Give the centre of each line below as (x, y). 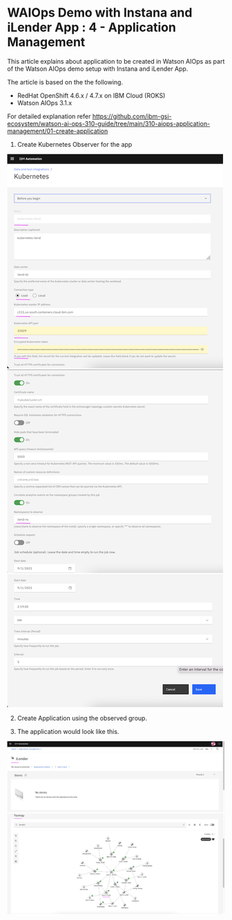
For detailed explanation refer (49, 116)
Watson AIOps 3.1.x (45, 102)
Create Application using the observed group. (82, 718)
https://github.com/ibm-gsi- (132, 116)
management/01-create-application (58, 131)
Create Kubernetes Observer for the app (75, 144)
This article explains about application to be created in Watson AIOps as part (116, 61)
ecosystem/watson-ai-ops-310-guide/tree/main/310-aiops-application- (109, 123)
